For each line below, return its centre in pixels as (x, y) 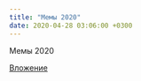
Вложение (29, 68)
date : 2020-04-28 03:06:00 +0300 (71, 26)
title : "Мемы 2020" (45, 17)
